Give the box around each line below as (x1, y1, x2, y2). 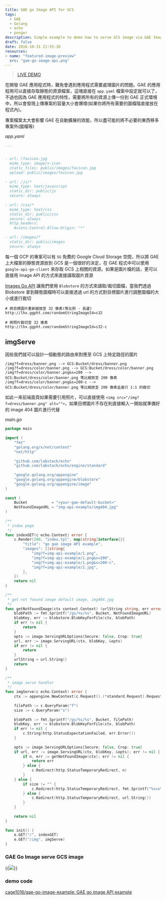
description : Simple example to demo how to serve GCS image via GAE (5, 35, 152, 40)
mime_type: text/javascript (9, 184, 68, 189)
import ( (5, 435, 23, 441)
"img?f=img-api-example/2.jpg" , (31, 564, 98, 570)
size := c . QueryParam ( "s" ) (14, 708, 70, 713)
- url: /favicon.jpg (5, 156, 48, 161)
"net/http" (14, 449, 37, 454)
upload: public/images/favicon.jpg (9, 170, 83, 175)
